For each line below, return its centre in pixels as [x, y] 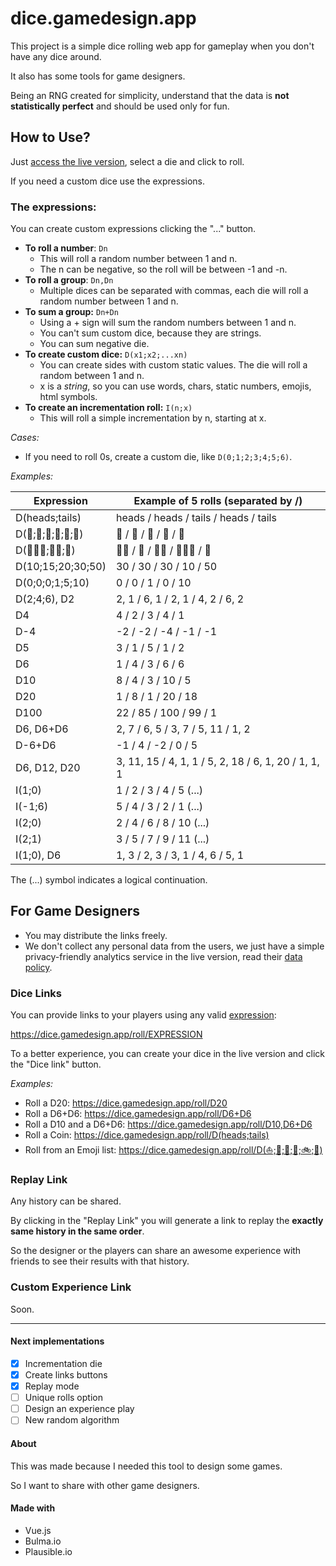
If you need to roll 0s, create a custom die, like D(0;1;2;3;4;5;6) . [158, 457]
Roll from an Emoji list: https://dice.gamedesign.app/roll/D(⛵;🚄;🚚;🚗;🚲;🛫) [173, 1150]
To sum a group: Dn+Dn [71, 312]
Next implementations [57, 1341]
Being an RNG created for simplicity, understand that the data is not [150, 95]
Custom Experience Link [71, 1287]
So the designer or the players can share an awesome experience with [156, 1251]
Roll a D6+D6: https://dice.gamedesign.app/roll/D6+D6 [138, 1114]
